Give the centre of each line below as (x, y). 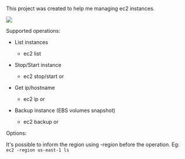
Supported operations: (33, 31)
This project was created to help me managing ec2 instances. (80, 9)
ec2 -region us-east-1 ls (37, 150)
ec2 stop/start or (44, 76)
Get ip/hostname (35, 88)
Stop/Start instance (38, 65)
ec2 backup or (41, 122)
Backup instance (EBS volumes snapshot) (65, 110)
